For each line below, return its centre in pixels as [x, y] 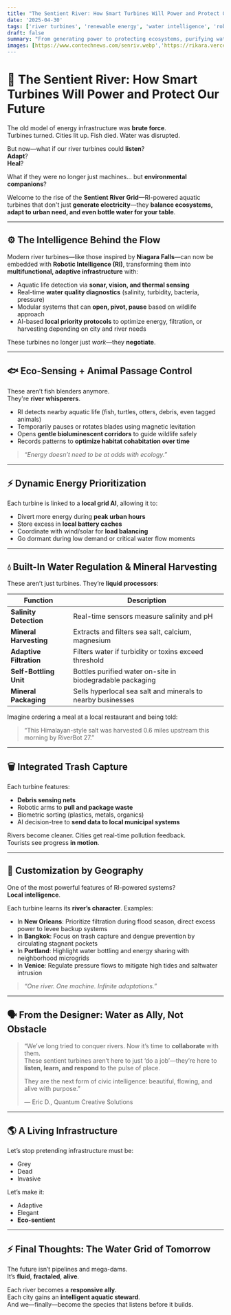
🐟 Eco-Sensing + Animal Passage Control [100, 371]
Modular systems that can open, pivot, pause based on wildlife [107, 307]
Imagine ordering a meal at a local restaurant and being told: [92, 717]
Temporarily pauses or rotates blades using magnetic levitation [106, 426]
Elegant [28, 1213]
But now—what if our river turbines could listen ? [76, 148]
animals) [29, 419]
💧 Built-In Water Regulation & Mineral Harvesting [112, 567]
